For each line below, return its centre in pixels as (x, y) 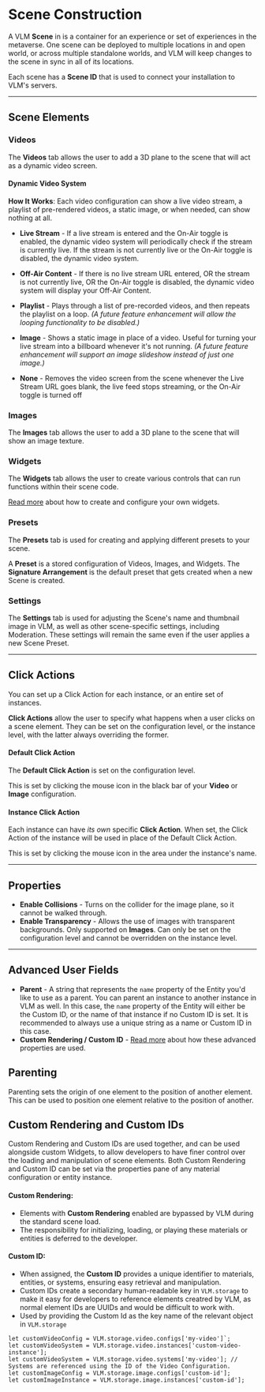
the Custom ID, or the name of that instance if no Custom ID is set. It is (134, 1014)
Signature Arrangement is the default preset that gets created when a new (131, 572)
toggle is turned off (51, 395)
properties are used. (52, 1048)
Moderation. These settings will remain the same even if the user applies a (129, 635)
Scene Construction (75, 15)
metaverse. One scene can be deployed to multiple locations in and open (127, 44)
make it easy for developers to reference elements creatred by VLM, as (135, 1299)
